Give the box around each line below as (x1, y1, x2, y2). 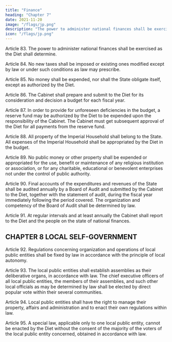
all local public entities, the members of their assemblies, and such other (5, 278, 158, 284)
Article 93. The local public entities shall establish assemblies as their (5, 267, 152, 273)
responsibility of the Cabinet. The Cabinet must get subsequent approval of (5, 118, 164, 124)
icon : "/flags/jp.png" (5, 31, 54, 36)
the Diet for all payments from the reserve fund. (5, 124, 106, 129)
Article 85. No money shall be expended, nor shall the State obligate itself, (5, 77, 161, 82)
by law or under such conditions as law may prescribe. (5, 66, 121, 72)
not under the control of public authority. (5, 170, 91, 177)
